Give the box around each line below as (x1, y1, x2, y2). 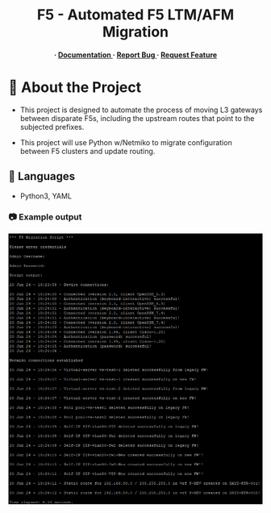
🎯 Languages (8, 169, 75, 183)
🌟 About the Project (8, 78, 142, 96)
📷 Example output (8, 211, 82, 223)
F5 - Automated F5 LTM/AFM (36, 6, 235, 24)
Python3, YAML (19, 191, 73, 201)
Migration (102, 23, 169, 41)
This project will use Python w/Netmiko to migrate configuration (19, 137, 232, 147)
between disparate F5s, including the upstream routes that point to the (19, 113, 255, 123)
